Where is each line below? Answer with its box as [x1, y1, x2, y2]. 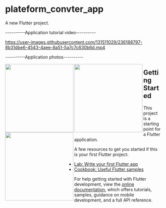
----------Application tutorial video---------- [5, 29, 96, 35]
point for [143, 126, 161, 132]
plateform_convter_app [5, 3, 104, 15]
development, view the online [74, 181, 135, 187]
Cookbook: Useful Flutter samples [74, 166, 144, 172]
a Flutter [143, 131, 161, 137]
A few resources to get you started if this [74, 146, 158, 152]
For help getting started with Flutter [74, 176, 147, 182]
